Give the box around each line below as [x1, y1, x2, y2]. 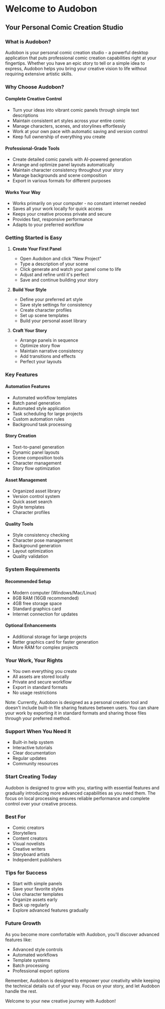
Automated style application [12, 405, 70, 411]
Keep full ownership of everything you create [12, 134, 106, 140]
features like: [5, 937, 32, 943]
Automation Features [5, 383, 50, 389]
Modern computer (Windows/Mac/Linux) [12, 589, 96, 595]
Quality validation [12, 553, 48, 559]
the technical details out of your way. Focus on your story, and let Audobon [5, 983, 160, 989]
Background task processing [12, 421, 71, 427]
